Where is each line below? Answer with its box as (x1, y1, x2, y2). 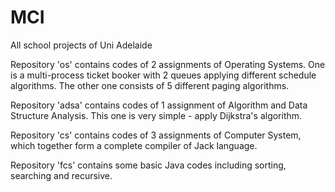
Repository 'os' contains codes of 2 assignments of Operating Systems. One (10, 58, 326, 70)
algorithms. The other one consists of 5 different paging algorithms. (10, 79, 290, 91)
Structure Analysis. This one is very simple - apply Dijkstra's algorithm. (10, 109, 303, 121)
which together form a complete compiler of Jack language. (10, 139, 258, 151)
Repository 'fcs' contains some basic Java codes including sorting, (10, 159, 287, 171)
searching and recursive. (10, 169, 113, 181)
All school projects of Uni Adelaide (10, 39, 153, 51)
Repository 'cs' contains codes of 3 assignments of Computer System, (10, 129, 302, 141)
